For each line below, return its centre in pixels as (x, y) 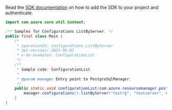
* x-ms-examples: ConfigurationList (56, 55)
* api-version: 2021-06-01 (45, 51)
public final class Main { (34, 36)
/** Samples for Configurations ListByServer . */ (59, 31)
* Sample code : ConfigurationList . (55, 69)
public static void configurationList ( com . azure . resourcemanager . (87, 89)
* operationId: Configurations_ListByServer (65, 46)
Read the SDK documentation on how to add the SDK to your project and (82, 7)
